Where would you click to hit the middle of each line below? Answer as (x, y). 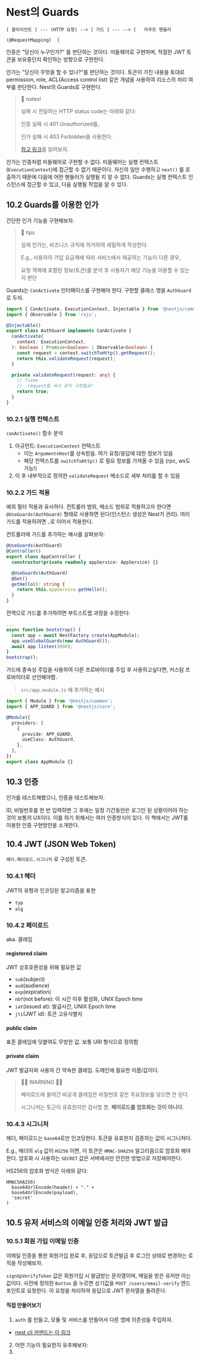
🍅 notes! (31, 98)
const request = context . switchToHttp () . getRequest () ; (86, 353)
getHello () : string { (38, 584)
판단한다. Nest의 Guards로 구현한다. (60, 87)
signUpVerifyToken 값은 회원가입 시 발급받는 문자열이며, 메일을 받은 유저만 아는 (99, 1275)
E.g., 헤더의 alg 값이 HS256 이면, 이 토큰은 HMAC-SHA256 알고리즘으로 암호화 (93, 1151)
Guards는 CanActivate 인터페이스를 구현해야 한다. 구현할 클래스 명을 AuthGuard (99, 290)
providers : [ (28, 723)
